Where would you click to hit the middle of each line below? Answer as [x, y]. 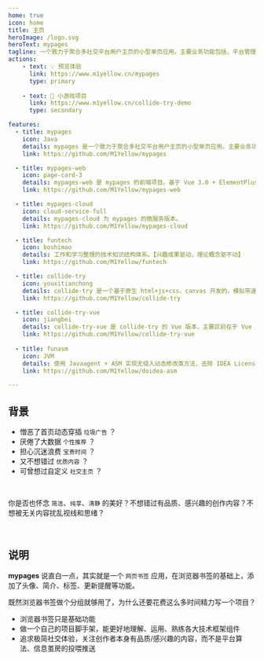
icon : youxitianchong [57, 284]
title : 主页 [26, 30]
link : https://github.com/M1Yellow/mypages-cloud [105, 226]
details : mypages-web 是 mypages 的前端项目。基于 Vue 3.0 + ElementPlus [140, 183]
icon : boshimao [47, 247]
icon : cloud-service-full [65, 211]
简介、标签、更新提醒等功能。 [90, 585]
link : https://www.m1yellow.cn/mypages [94, 74]
